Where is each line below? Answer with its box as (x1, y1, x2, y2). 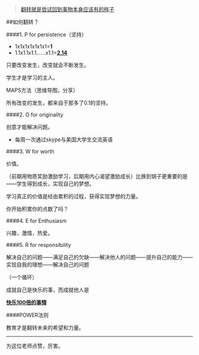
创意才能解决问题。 (6, 123, 53, 130)
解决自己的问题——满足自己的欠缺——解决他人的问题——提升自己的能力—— (6, 253, 193, 261)
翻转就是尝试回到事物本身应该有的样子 (20, 6, 114, 12)
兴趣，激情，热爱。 (6, 230, 53, 236)
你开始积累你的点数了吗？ (6, 205, 69, 213)
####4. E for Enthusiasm (6, 217, 67, 224)
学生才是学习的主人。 (6, 74, 58, 81)
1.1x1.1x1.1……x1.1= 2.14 (14, 49, 68, 56)
